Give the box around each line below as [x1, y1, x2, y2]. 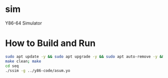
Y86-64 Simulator [5, 20, 42, 26]
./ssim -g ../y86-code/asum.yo [5, 68, 70, 73]
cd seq [5, 63, 19, 68]
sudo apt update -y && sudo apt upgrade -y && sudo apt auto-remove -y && [5, 54, 164, 59]
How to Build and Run [5, 37, 96, 49]
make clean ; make [5, 58, 41, 63]
